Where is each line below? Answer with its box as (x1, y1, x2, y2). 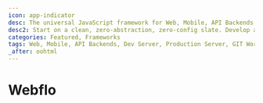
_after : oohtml (8, 48, 58, 55)
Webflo (8, 81, 56, 99)
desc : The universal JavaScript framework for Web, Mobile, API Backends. (8, 19, 258, 27)
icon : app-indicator (8, 11, 76, 20)
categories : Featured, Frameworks (8, 33, 121, 41)
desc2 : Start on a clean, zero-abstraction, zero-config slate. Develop (8, 26, 250, 34)
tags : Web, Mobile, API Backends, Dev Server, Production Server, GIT (8, 41, 243, 48)
